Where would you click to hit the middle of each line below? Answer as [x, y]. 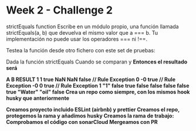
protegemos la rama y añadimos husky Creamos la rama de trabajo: [90, 116]
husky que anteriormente [38, 98]
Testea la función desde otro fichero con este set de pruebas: [81, 50]
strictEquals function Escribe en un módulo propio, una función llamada [92, 26]
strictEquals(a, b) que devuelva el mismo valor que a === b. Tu [82, 32]
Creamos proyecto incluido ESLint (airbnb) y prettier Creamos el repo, [93, 109]
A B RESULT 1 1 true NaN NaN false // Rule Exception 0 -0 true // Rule [91, 79]
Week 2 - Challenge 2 [60, 10]
